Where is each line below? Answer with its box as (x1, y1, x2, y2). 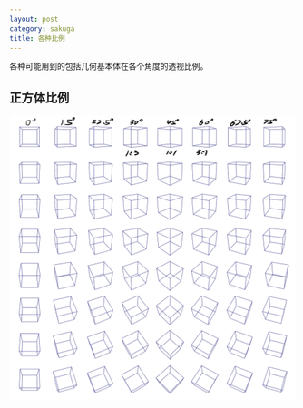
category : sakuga (9, 24, 75, 34)
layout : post (9, 15, 59, 24)
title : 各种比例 (9, 34, 65, 43)
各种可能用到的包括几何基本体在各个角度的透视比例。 (9, 61, 209, 72)
